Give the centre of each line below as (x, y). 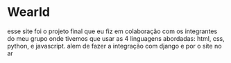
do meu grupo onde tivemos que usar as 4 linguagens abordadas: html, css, (116, 38)
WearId (29, 12)
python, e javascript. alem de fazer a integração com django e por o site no (114, 46)
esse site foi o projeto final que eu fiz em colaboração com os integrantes (112, 31)
